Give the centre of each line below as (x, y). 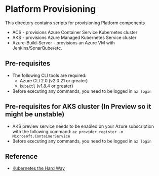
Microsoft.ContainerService (41, 136)
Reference (21, 156)
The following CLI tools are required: (49, 75)
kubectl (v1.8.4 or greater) (46, 86)
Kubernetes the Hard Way (39, 168)
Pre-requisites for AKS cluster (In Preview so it (78, 107)
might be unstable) (35, 114)
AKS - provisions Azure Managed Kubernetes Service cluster (74, 37)
